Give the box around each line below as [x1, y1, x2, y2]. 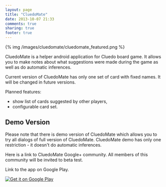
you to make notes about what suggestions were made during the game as [5, 59, 159, 65]
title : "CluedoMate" [5, 12, 48, 17]
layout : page [5, 7, 32, 12]
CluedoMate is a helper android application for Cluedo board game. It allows [5, 54, 162, 60]
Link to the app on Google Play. [5, 166, 70, 172]
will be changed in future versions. [5, 79, 76, 85]
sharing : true [5, 26, 35, 31]
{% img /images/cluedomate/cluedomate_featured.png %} [5, 44, 125, 50]
